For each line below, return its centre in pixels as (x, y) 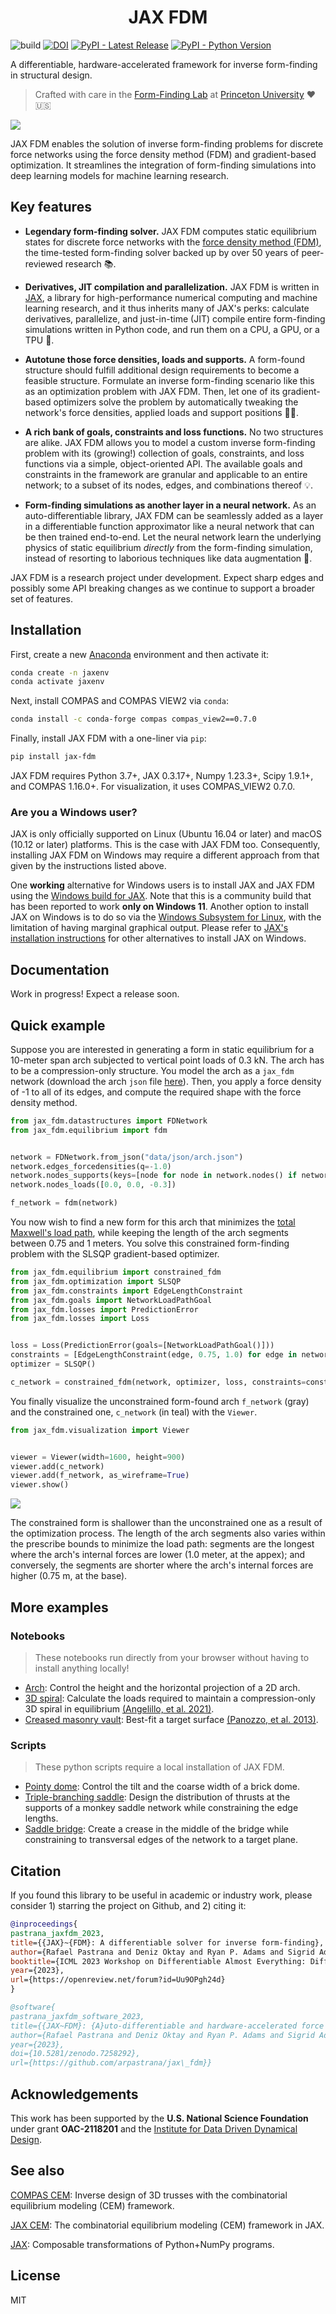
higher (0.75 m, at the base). (69, 1576)
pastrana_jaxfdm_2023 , (57, 1933)
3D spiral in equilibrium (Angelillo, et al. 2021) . (119, 1708)
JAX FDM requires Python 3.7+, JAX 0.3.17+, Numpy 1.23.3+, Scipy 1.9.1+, (162, 776)
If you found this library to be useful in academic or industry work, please (161, 1895)
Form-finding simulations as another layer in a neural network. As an (170, 505)
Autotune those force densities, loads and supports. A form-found (165, 359)
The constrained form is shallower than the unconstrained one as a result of (166, 1523)
